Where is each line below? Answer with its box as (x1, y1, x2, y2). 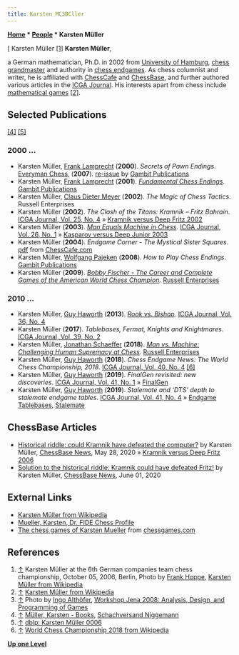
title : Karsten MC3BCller (7, 10, 84, 18)
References (7, 546, 60, 559)
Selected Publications (7, 109, 107, 121)
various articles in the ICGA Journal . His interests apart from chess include (7, 80, 227, 89)
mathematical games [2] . (7, 88, 81, 96)
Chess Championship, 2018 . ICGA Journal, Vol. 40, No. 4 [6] (17, 363, 195, 371)
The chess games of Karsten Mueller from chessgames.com (17, 526, 196, 534)
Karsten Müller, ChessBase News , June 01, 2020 (17, 471, 161, 479)
